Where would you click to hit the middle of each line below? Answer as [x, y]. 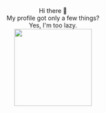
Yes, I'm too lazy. [53, 25]
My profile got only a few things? [53, 18]
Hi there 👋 [53, 11]
